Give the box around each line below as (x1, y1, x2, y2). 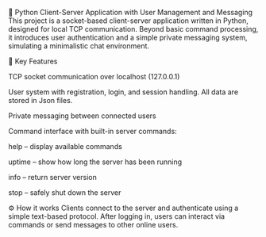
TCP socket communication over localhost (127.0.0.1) (8, 72, 180, 81)
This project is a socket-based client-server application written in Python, (8, 16, 249, 25)
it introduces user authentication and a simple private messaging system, (8, 32, 248, 42)
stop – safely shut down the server (8, 188, 121, 197)
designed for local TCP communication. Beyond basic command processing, (8, 25, 259, 33)
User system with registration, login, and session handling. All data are (8, 87, 239, 97)
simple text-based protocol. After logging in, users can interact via (8, 212, 225, 221)
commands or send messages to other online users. (8, 220, 179, 229)
